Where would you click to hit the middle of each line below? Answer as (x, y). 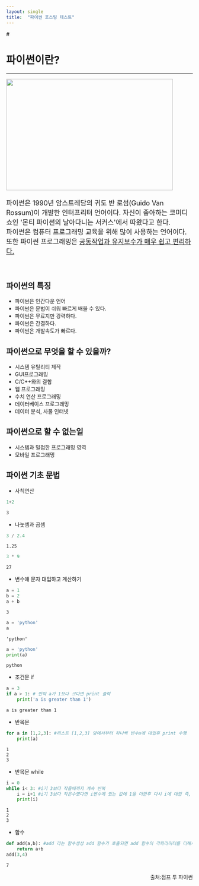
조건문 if (24, 677)
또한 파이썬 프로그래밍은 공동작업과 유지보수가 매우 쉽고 (89, 242)
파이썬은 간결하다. (35, 324)
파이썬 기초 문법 (33, 475)
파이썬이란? (33, 60)
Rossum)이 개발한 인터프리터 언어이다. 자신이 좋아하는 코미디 (97, 213)
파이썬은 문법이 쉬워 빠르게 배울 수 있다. (60, 309)
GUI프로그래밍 (31, 374)
